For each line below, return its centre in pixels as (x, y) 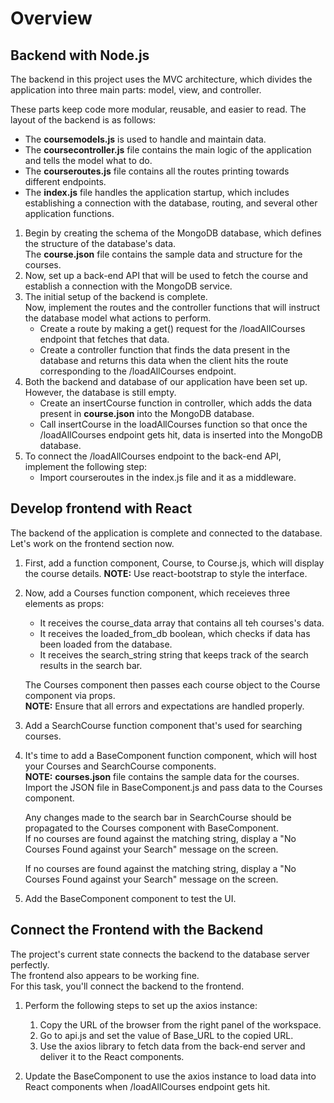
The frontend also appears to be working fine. (105, 975)
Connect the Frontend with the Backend (137, 930)
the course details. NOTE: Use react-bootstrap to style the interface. (166, 573)
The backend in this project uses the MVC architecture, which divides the (161, 79)
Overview (51, 18)
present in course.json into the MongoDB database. (147, 413)
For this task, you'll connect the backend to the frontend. (127, 986)
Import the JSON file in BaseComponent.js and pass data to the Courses (173, 787)
